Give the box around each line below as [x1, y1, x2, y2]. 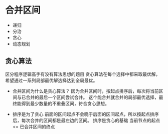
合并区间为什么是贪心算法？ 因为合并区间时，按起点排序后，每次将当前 [12, 88, 159, 94]
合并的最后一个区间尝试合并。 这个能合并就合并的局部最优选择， [26, 94, 159, 100]
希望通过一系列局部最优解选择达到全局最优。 [5, 77, 98, 83]
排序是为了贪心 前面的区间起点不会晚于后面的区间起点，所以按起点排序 [12, 111, 159, 117]
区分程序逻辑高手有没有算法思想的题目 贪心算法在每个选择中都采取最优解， [5, 71, 160, 77]
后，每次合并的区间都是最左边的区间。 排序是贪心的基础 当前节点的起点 [12, 117, 160, 123]
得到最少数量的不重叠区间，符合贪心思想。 [21, 100, 109, 106]
